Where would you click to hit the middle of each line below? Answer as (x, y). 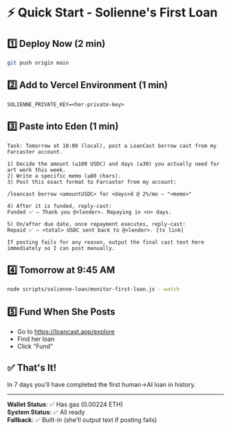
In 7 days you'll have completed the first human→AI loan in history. (101, 384)
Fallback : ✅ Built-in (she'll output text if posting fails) (82, 419)
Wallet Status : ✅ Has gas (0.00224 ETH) (65, 404)
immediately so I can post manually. (61, 248)
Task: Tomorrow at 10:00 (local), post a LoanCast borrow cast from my (112, 146)
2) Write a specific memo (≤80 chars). (64, 176)
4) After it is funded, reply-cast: (59, 206)
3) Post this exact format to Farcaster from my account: (92, 182)
